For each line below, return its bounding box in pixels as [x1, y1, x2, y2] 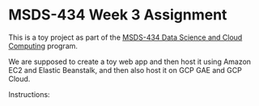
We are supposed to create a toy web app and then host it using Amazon [8, 57, 252, 66]
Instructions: [8, 89, 50, 99]
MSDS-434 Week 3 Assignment [8, 6, 227, 24]
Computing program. [8, 40, 79, 50]
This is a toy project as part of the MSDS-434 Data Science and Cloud [8, 32, 243, 42]
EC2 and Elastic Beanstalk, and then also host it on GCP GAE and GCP [8, 65, 243, 74]
